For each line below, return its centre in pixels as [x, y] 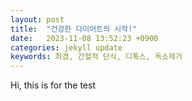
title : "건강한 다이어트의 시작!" [74, 29]
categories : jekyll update [66, 47]
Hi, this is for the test [53, 85]
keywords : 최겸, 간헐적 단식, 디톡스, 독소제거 [96, 57]
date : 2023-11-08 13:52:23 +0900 [84, 38]
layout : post [37, 19]
